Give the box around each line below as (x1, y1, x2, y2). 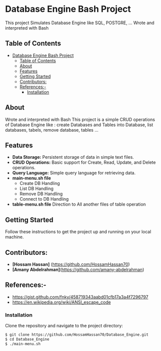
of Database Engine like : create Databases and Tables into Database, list (5, 122, 154, 128)
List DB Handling (19, 186, 54, 192)
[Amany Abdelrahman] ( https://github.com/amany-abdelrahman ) (12, 267, 144, 272)
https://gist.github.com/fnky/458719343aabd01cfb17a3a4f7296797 (12, 294, 149, 300)
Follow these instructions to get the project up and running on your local (5, 229, 152, 235)
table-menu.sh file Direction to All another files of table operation (12, 201, 146, 208)
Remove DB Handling (19, 191, 63, 197)
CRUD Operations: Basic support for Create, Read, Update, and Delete (12, 159, 156, 166)
